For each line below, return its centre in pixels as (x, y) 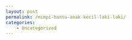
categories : (20, 22)
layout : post (22, 11)
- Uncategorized (37, 28)
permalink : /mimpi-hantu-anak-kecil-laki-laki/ (66, 17)
